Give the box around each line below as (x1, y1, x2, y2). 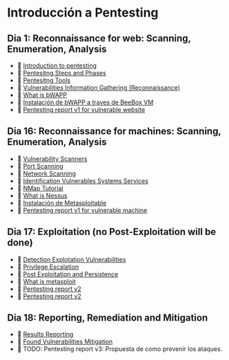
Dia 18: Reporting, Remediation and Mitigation (7, 312, 208, 324)
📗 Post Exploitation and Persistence (17, 269, 119, 278)
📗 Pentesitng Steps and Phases (17, 69, 107, 77)
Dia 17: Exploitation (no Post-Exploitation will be (7, 226, 217, 238)
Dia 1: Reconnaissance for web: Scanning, (7, 32, 191, 44)
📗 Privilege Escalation (17, 263, 79, 271)
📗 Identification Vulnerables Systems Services (17, 176, 149, 184)
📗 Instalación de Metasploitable (17, 198, 107, 207)
